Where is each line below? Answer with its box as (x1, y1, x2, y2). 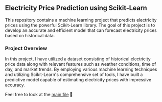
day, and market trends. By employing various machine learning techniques (5, 66, 158, 73)
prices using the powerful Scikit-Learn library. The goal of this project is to (5, 22, 155, 28)
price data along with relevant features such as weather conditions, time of (5, 61, 156, 67)
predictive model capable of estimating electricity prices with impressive (5, 77, 152, 83)
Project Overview (5, 45, 47, 51)
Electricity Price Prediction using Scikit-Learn (5, 4, 147, 12)
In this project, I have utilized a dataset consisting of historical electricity (5, 56, 151, 62)
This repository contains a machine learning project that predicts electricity (5, 17, 157, 23)
